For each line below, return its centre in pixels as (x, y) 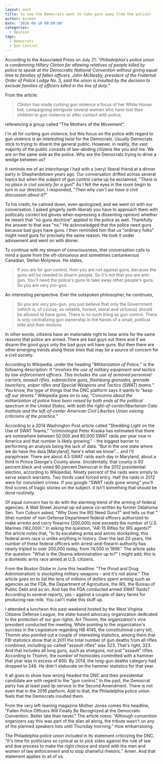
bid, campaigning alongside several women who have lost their (80, 110)
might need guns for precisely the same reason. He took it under (70, 235)
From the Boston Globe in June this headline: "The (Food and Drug (72, 568)
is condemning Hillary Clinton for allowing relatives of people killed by (75, 65)
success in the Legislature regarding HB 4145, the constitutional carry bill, (79, 630)
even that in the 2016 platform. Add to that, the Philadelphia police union (77, 691)
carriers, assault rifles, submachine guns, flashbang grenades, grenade (77, 380)
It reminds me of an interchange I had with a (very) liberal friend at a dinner (80, 169)
